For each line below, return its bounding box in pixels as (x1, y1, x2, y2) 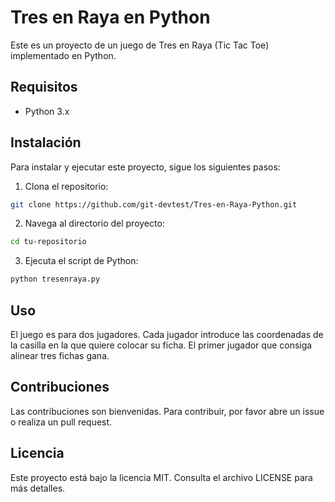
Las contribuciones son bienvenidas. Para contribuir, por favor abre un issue (10, 405, 325, 417)
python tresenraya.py (10, 274, 101, 285)
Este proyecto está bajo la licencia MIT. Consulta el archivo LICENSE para (10, 471, 313, 483)
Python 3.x (24, 105, 70, 117)
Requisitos (10, 79, 78, 96)
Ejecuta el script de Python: (24, 255, 139, 267)
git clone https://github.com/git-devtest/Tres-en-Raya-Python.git (10, 199, 298, 210)
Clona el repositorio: (24, 180, 109, 192)
